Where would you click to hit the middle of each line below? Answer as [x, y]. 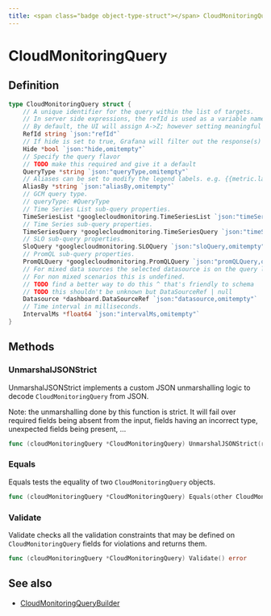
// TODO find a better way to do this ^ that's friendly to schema [138, 284]
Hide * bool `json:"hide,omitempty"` [85, 149]
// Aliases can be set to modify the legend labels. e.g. [122, 179]
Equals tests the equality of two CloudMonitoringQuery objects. [112, 482]
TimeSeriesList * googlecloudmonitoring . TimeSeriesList [117, 216]
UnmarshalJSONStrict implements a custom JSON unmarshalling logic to [129, 388]
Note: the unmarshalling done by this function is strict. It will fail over [122, 412]
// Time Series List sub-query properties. [97, 209]
